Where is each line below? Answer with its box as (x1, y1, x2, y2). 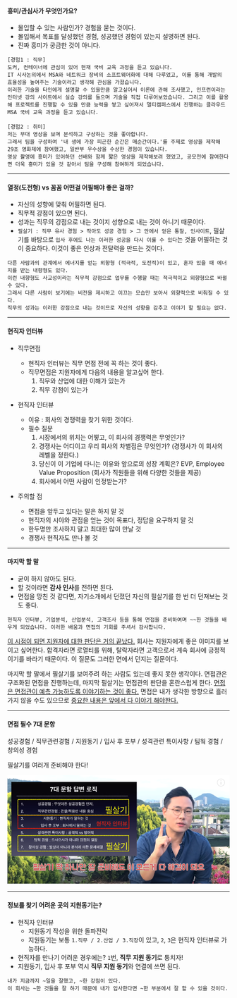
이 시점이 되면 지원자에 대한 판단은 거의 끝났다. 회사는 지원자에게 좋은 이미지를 (7, 636, 222, 645)
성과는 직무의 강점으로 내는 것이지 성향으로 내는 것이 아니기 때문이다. (17, 218, 206, 226)
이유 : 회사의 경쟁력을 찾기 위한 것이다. (28, 415, 134, 424)
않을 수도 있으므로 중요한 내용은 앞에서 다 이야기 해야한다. (20, 696, 178, 704)
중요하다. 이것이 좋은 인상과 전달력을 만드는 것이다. (25, 244, 164, 253)
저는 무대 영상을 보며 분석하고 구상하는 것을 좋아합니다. (7, 131, 149, 138)
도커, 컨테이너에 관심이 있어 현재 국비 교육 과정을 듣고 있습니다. (7, 64, 173, 71)
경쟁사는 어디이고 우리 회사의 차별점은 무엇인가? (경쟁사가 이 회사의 (38, 441, 224, 450)
